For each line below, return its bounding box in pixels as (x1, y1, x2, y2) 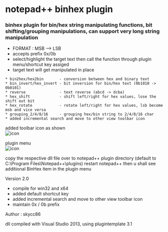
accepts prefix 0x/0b (12, 51, 56, 57)
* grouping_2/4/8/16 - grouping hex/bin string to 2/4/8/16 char (5, 112, 154, 117)
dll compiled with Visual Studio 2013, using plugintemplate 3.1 (5, 221, 132, 227)
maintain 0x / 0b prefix (12, 201, 60, 207)
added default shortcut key (12, 191, 69, 197)
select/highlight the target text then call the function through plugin (12, 56, 152, 62)
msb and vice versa (5, 107, 46, 113)
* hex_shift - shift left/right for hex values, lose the (5, 94, 156, 99)
